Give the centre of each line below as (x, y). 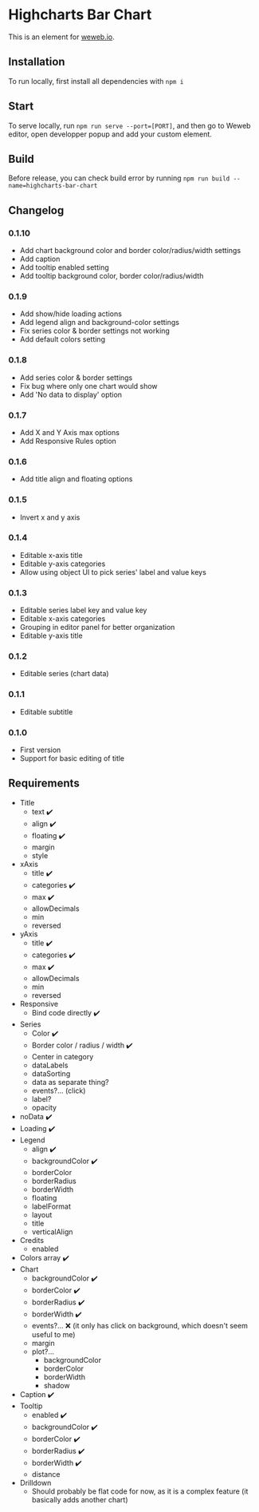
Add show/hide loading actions (71, 314)
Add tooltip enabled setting (64, 267)
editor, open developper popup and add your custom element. (110, 134)
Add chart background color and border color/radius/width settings (130, 251)
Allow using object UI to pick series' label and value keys (113, 572)
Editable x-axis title (51, 555)
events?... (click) (59, 1090)
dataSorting (51, 1073)
